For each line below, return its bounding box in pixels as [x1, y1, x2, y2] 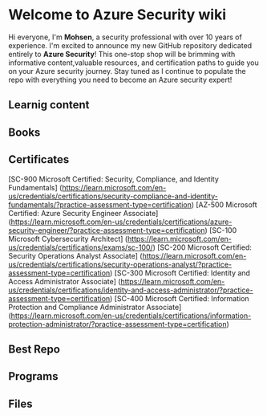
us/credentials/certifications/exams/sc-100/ [8, 243, 154, 252]
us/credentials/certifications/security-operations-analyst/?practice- [8, 259, 233, 269]
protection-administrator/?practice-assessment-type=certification [8, 319, 227, 328]
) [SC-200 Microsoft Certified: [152, 243, 253, 252]
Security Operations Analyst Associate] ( [8, 251, 143, 260]
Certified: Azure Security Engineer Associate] [8, 208, 159, 218]
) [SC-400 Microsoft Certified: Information [109, 293, 250, 303]
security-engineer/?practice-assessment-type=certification [8, 225, 206, 235]
